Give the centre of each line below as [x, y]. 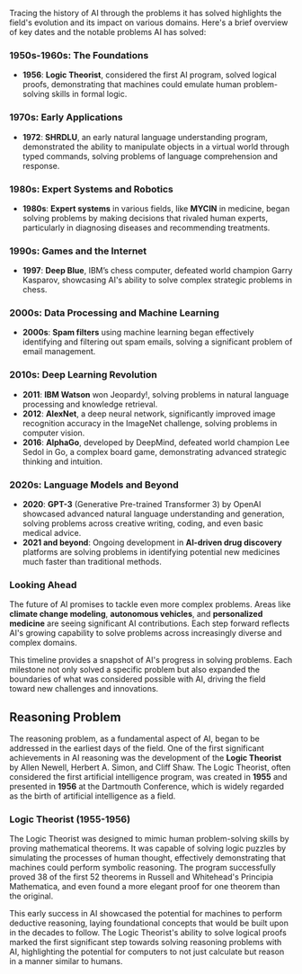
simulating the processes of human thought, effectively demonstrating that [147, 858]
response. [41, 165]
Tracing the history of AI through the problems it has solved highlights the [146, 13]
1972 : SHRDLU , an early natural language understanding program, [145, 137]
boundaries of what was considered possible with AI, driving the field [138, 679]
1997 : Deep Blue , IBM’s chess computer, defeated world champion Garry [157, 271]
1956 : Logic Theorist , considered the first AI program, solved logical [149, 75]
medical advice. [52, 533]
